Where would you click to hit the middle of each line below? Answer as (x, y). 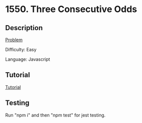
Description (24, 28)
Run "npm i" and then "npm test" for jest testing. (55, 115)
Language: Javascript (28, 59)
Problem (14, 40)
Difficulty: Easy (21, 49)
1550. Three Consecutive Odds (71, 9)
